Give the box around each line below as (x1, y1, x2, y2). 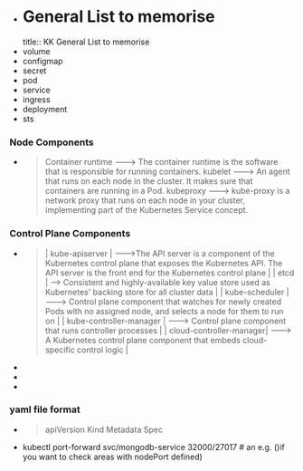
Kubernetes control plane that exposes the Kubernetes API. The (44, 257, 283, 268)
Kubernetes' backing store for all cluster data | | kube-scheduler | (44, 286, 289, 297)
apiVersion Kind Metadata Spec (44, 424, 163, 435)
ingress (22, 93, 52, 105)
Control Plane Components (9, 227, 131, 240)
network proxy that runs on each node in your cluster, (44, 195, 246, 206)
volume (22, 45, 51, 56)
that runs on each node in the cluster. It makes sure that (44, 176, 253, 187)
